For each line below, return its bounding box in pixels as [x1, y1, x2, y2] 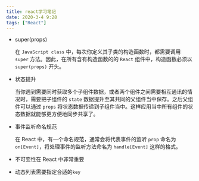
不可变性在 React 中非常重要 [14, 155, 85, 163]
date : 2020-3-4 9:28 [6, 14, 58, 20]
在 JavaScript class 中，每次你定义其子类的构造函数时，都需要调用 [14, 48, 181, 55]
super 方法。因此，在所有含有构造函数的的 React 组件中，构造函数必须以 [14, 56, 192, 63]
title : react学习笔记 [6, 8, 57, 15]
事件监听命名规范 [14, 123, 57, 131]
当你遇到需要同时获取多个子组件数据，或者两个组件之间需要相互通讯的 [14, 88, 188, 96]
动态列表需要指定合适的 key [14, 169, 81, 176]
